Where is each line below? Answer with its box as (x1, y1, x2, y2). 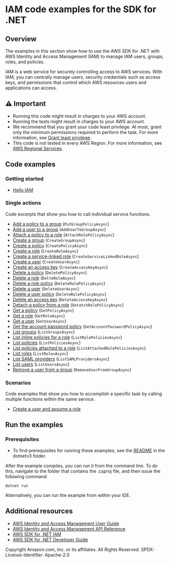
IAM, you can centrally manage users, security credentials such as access (5, 74, 161, 80)
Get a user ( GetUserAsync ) (12, 318, 66, 324)
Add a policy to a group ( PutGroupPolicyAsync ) (12, 221, 110, 227)
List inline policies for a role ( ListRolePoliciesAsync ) (12, 334, 123, 340)
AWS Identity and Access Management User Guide (12, 520, 119, 526)
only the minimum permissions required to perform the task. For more (12, 129, 158, 135)
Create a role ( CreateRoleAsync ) (12, 248, 79, 254)
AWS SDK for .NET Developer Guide (12, 537, 88, 543)
